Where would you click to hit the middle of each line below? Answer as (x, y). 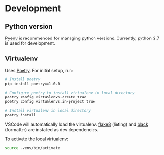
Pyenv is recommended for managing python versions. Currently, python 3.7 (82, 38)
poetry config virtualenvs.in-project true (50, 102)
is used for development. (30, 43)
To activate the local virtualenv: (37, 139)
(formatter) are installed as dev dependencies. (52, 129)
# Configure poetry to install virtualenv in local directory (70, 93)
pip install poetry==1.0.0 (33, 84)
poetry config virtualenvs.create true (46, 97)
